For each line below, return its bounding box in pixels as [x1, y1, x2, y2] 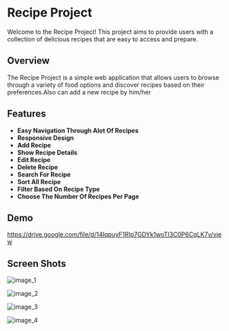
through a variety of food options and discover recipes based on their [7, 81, 205, 89]
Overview [7, 55, 50, 67]
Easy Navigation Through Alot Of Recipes [17, 126, 139, 134]
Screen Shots [7, 257, 67, 270]
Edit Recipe [17, 155, 50, 163]
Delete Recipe [17, 163, 59, 171]
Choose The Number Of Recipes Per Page [17, 192, 139, 201]
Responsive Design [17, 133, 74, 142]
